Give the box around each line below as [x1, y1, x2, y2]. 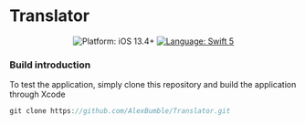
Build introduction [9, 58, 91, 71]
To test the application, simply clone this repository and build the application [9, 79, 297, 90]
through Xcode [9, 89, 66, 100]
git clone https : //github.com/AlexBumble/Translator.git [9, 107, 231, 116]
